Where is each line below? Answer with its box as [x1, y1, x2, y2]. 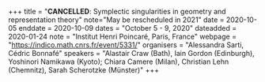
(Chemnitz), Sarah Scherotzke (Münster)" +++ [8, 65, 160, 74]
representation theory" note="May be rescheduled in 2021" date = [8, 15, 225, 24]
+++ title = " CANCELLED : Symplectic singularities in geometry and [8, 7, 227, 16]
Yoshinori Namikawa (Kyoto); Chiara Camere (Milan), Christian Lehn [8, 57, 229, 66]
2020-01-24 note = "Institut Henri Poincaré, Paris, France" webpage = [8, 32, 237, 41]
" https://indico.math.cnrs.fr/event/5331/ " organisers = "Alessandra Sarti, [8, 40, 244, 50]
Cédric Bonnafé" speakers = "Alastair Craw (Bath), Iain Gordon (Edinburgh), [8, 49, 255, 58]
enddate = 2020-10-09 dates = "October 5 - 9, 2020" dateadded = [18, 24, 237, 32]
